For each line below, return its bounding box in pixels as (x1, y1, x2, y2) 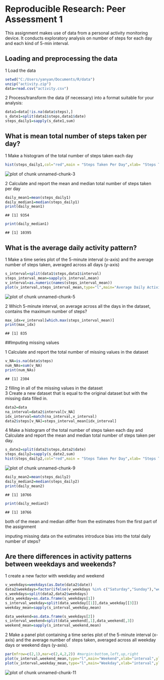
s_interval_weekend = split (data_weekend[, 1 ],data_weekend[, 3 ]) (5, 618, 134, 623)
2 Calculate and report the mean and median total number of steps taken (5, 180, 151, 186)
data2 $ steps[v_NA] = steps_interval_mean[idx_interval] (5, 419, 117, 424)
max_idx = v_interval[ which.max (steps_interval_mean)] (5, 318, 115, 323)
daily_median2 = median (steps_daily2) (5, 479, 80, 484)
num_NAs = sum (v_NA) (5, 363, 42, 368)
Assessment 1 (5, 14, 63, 25)
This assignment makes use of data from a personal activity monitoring (5, 30, 148, 36)
